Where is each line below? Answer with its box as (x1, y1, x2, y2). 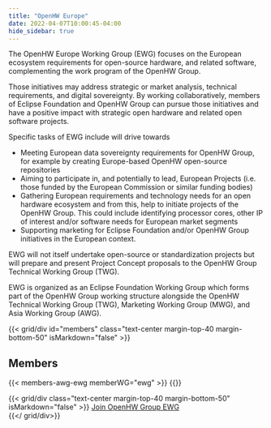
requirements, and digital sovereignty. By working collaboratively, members (8, 91, 260, 101)
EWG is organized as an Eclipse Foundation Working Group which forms (8, 283, 250, 293)
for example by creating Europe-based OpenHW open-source (19, 156, 227, 166)
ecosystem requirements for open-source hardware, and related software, (8, 58, 257, 67)
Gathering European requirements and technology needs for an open (19, 191, 252, 201)
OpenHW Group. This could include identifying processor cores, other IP (19, 208, 264, 218)
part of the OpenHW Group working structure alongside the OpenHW (8, 291, 239, 301)
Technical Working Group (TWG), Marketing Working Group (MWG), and (8, 300, 250, 310)
